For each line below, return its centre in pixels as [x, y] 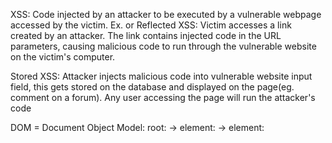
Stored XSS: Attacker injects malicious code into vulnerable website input [161, 76]
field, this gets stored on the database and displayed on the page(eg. [152, 87]
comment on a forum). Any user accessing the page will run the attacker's [163, 97]
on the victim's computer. [63, 57]
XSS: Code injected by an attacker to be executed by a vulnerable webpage [166, 14]
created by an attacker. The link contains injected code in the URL [146, 35]
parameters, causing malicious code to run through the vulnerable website [163, 46]
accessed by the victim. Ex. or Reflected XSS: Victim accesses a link [151, 25]
